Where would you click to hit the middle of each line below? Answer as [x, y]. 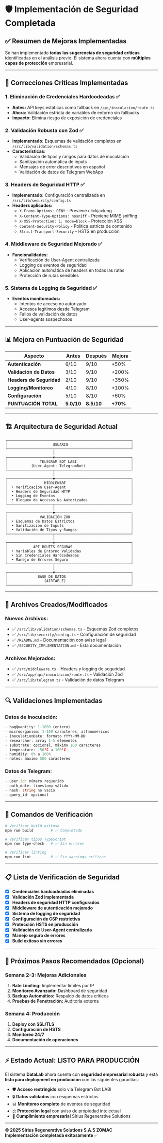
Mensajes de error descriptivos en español [62, 166]
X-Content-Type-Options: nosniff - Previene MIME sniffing [78, 216]
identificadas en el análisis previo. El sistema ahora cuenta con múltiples [78, 58]
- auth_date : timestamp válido [37, 786]
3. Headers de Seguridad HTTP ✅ [45, 184]
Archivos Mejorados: [30, 659]
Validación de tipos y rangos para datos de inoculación [74, 156]
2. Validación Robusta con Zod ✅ [44, 130]
